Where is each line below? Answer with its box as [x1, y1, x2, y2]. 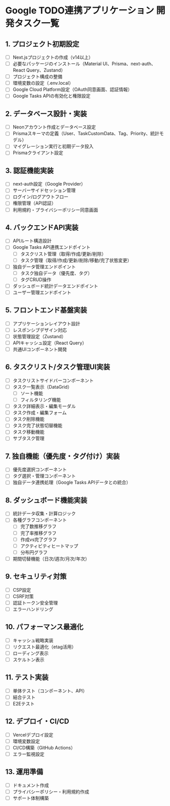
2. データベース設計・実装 [5, 109, 87, 118]
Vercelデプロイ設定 [12, 731, 54, 738]
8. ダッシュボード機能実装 [5, 496, 88, 504]
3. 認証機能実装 [5, 166, 54, 175]
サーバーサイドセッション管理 [12, 187, 76, 193]
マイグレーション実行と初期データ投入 [12, 143, 94, 150]
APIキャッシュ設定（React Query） [12, 340, 87, 346]
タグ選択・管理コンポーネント [12, 473, 76, 479]
